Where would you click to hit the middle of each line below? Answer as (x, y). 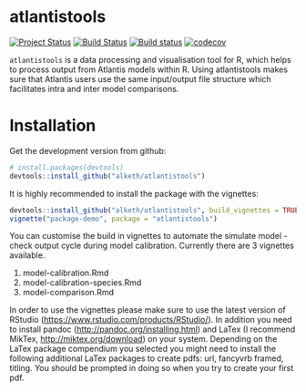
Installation (53, 126)
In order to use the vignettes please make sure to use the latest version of (148, 310)
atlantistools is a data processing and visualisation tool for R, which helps (150, 59)
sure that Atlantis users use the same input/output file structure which (140, 78)
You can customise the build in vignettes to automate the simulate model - (149, 236)
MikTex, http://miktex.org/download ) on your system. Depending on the (143, 339)
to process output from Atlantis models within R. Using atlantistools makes (149, 69)
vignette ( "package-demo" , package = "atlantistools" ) (114, 219)
